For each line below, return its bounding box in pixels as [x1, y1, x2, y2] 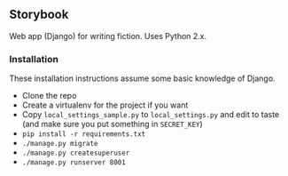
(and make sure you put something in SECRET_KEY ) [21, 119, 204, 130]
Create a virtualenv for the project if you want [21, 100, 189, 110]
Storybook [9, 7, 69, 22]
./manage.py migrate [21, 140, 98, 148]
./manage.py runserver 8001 [21, 158, 126, 167]
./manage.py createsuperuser [21, 148, 130, 158]
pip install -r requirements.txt [21, 130, 146, 139]
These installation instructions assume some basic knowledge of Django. [9, 73, 276, 84]
